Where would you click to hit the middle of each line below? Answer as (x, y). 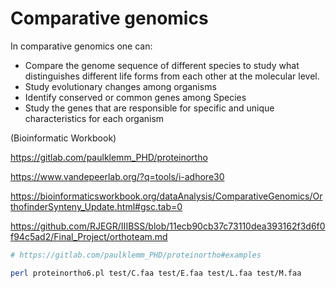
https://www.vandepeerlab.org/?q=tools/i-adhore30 (117, 176)
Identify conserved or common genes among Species (135, 97)
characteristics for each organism (94, 118)
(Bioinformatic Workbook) (63, 138)
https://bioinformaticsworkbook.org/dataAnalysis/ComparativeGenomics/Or (166, 196)
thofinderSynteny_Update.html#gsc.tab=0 (96, 206)
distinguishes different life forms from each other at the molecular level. (172, 76)
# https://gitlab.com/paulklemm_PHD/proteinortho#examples (136, 255)
